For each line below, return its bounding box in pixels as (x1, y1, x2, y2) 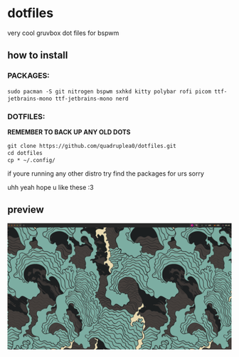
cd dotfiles (7, 149, 43, 156)
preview (7, 203, 44, 216)
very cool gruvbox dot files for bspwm (7, 29, 119, 37)
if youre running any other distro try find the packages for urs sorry (7, 169, 205, 178)
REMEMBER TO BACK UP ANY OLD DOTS (7, 127, 131, 136)
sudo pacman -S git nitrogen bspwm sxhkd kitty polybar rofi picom (7, 88, 212, 95)
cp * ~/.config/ (7, 156, 55, 164)
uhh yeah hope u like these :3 (7, 183, 94, 191)
